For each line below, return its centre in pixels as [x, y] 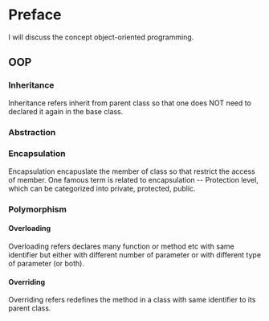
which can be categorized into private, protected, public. [102, 188]
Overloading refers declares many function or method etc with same [121, 246]
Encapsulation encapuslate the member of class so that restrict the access [132, 171]
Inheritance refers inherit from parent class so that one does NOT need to [130, 103]
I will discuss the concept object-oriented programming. [101, 37]
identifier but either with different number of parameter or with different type [135, 254]
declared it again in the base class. [66, 111]
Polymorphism [37, 209]
